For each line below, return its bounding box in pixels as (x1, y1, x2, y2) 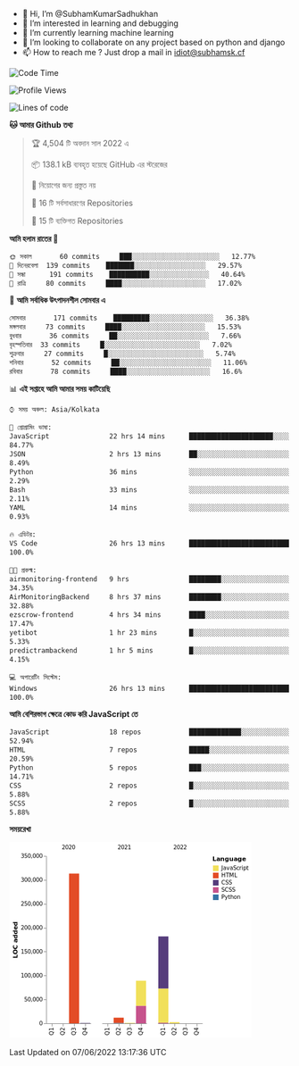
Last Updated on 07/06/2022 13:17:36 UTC (9, 1047, 167, 1057)
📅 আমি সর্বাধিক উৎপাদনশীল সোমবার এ (9, 295, 105, 305)
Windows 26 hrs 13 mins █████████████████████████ (9, 684, 290, 693)
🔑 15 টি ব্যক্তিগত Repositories (30, 215, 123, 226)
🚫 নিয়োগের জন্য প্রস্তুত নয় (30, 179, 96, 190)
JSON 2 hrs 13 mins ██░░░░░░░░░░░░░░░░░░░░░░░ (9, 450, 290, 459)
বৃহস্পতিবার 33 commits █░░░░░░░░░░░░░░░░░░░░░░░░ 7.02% (9, 340, 233, 349)
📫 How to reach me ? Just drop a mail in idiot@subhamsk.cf (21, 47, 245, 57)
